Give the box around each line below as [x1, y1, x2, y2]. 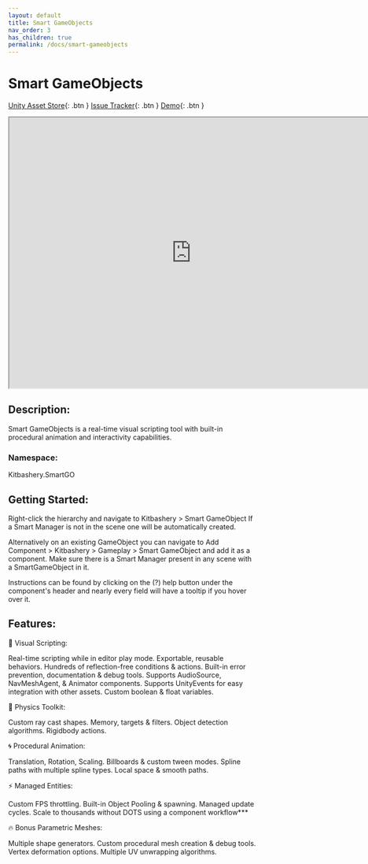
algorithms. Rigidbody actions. [8, 725, 107, 735]
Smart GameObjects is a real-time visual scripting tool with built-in [8, 424, 223, 433]
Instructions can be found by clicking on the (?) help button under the [8, 577, 234, 587]
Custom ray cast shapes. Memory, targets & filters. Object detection [8, 718, 229, 727]
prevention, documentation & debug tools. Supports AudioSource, [8, 670, 222, 680]
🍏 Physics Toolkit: [8, 702, 65, 711]
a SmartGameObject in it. [8, 562, 90, 572]
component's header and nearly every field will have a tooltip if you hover [8, 586, 247, 595]
